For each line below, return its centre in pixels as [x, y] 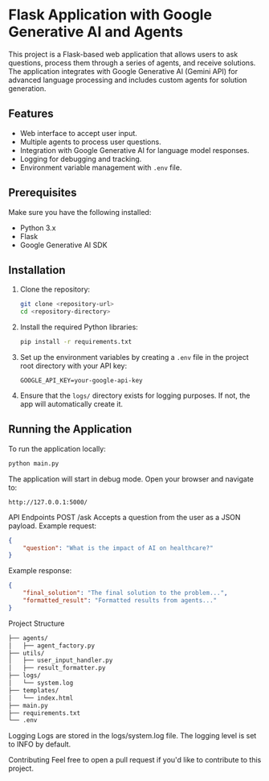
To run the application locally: [57, 448]
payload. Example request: [53, 526]
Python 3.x [38, 228]
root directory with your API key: [73, 366]
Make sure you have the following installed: [80, 212]
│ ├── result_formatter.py [57, 668]
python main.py [34, 463]
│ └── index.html [41, 698]
